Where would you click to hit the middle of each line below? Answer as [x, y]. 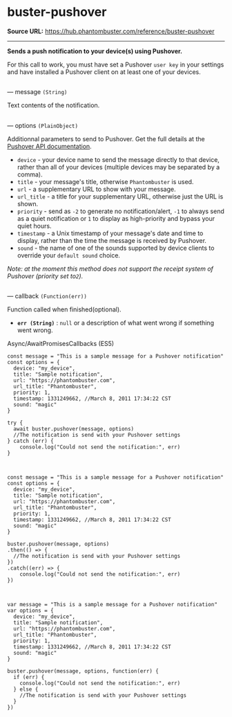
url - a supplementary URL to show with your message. [96, 189]
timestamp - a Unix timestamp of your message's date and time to [110, 233]
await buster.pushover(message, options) [74, 429]
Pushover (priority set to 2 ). [45, 276]
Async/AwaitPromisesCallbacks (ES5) [61, 344]
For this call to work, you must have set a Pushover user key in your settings [116, 64]
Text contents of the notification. [54, 105]
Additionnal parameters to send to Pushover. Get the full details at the [106, 138]
